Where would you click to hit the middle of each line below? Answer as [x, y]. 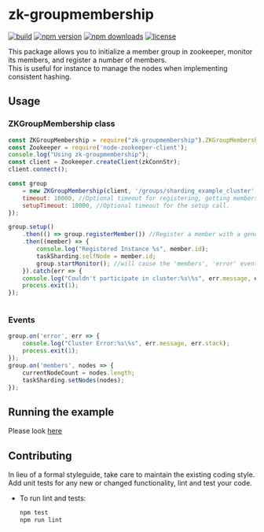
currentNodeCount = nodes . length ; [79, 373]
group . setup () [31, 227]
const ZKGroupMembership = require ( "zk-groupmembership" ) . [107, 140]
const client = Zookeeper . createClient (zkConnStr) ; [94, 162]
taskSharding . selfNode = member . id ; [96, 256]
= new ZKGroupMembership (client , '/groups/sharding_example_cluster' [139, 190]
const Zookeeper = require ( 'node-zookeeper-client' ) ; [98, 147]
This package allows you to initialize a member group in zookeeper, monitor [130, 51]
